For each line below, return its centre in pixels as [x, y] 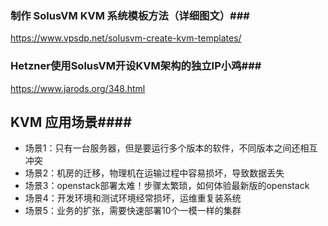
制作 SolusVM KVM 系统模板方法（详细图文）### [130, 15]
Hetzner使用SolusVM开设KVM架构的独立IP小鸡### [136, 66]
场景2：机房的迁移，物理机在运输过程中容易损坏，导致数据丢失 [154, 173]
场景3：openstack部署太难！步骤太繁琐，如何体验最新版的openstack [167, 186]
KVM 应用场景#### [71, 122]
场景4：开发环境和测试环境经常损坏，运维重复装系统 [133, 198]
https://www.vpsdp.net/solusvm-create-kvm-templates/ [126, 38]
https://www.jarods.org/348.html [78, 88]
